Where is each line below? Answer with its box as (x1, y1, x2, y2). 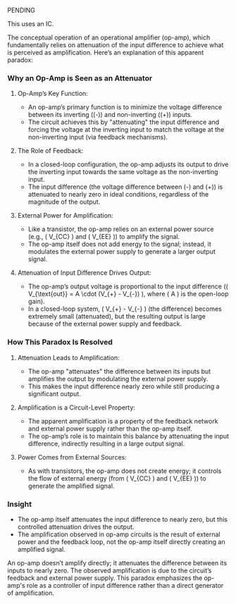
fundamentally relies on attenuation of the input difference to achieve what (7, 41, 224, 49)
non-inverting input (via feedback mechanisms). (27, 133, 168, 142)
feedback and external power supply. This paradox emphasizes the (7, 574, 203, 582)
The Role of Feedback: (17, 147, 84, 155)
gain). (27, 297, 45, 306)
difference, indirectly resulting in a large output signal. (27, 439, 185, 448)
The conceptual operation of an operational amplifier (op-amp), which (7, 33, 211, 42)
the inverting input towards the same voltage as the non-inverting (27, 168, 218, 176)
